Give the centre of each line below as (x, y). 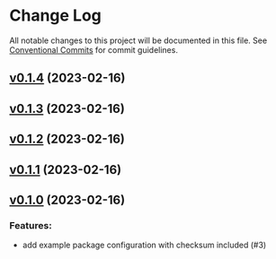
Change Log (55, 16)
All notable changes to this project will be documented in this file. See (138, 40)
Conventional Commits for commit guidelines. (93, 49)
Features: (31, 225)
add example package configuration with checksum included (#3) (144, 245)
